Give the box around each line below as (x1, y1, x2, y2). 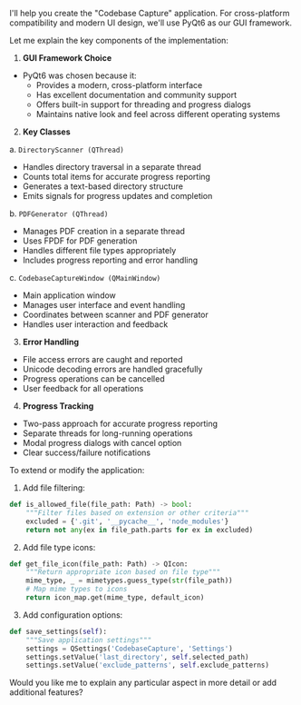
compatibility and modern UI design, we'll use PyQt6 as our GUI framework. (9, 17, 293, 28)
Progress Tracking (22, 401, 94, 412)
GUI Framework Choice (22, 53, 112, 63)
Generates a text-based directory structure (22, 181, 184, 192)
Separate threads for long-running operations (22, 428, 193, 439)
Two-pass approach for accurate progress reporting (22, 418, 218, 429)
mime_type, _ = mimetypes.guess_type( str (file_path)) (25, 576, 233, 585)
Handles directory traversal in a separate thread (22, 162, 202, 172)
